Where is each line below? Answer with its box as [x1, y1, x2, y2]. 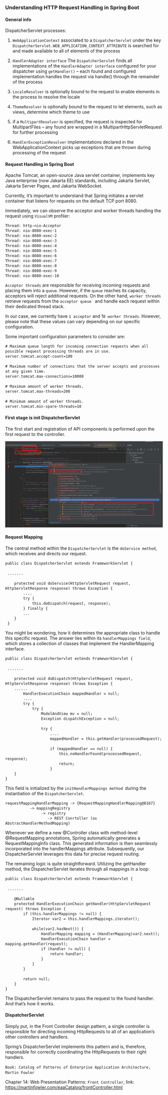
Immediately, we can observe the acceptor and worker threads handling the [5, 207, 161, 214]
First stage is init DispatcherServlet [5, 414, 80, 420]
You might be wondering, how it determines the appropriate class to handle [5, 629, 160, 635]
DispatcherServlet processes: [5, 28, 66, 34]
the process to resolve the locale [12, 94, 80, 100]
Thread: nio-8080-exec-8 [5, 264, 57, 269]
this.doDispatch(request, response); [31, 601, 111, 606]
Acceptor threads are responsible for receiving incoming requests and [5, 282, 150, 288]
